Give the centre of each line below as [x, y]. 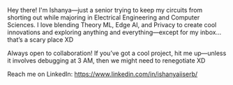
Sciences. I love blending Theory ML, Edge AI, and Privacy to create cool [112, 25]
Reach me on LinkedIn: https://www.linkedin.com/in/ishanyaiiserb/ [103, 74]
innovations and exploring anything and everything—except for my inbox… [114, 32]
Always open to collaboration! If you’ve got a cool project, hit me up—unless [117, 53]
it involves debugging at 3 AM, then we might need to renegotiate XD [106, 61]
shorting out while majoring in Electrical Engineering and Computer [104, 17]
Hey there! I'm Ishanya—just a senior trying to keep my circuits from [105, 10]
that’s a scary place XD [40, 40]
